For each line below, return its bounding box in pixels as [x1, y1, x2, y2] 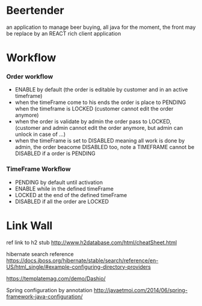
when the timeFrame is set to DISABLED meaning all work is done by [14, 137, 185, 144]
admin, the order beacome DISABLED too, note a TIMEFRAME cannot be [14, 144, 195, 151]
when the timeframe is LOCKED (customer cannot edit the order [14, 105, 174, 112]
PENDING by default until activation [14, 179, 103, 186]
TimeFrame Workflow [6, 165, 71, 173]
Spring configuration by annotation [6, 286, 93, 293]
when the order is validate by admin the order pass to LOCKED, [14, 118, 171, 125]
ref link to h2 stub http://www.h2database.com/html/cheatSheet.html [6, 239, 177, 246]
